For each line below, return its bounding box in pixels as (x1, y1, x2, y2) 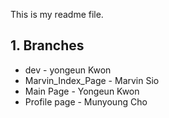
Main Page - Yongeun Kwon (24, 85, 140, 97)
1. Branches (10, 37, 85, 54)
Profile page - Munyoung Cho (24, 95, 148, 108)
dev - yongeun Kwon (24, 64, 112, 76)
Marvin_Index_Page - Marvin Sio (24, 74, 160, 86)
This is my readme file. (10, 9, 104, 20)
